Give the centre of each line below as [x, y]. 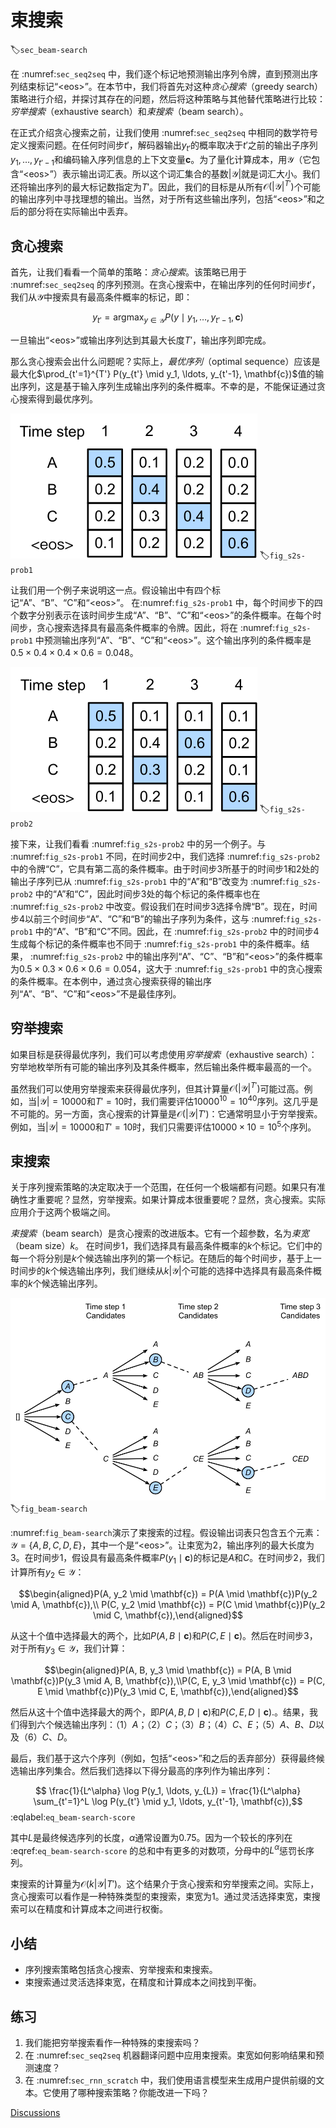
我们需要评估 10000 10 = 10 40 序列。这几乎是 [230, 1100]
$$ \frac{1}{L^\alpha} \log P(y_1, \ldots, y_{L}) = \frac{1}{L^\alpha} [168, 1790]
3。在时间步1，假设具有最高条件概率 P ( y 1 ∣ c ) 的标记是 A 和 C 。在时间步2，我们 [167, 1559]
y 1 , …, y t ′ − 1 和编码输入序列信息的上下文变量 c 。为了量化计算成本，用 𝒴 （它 [161, 160]
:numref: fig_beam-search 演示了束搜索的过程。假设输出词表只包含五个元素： [166, 1533]
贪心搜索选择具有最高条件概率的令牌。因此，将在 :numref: [156, 627]
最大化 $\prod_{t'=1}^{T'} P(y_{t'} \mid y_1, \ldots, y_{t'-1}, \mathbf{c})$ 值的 [163, 373]
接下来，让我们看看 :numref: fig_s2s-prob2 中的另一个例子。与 [138, 843]
